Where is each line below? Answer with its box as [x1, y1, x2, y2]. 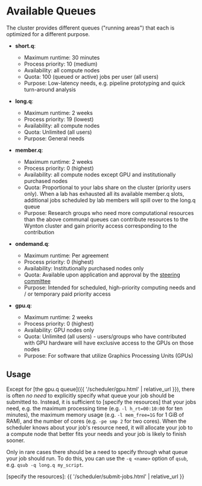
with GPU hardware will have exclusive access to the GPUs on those [24, 339, 194, 346]
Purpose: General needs [24, 134, 84, 142]
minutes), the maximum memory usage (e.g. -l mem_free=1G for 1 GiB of [6, 411, 185, 418]
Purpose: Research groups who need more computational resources [24, 209, 194, 216]
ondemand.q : [14, 240, 50, 248]
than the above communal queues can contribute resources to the [24, 216, 189, 223]
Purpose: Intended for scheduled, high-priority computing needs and [24, 284, 196, 291]
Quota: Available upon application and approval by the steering [24, 271, 181, 278]
